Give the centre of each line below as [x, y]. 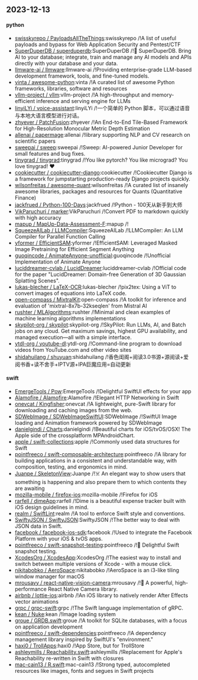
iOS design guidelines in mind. [51, 507]
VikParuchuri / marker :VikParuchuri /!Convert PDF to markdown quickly [102, 211]
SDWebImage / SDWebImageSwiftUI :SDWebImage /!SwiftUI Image [96, 416]
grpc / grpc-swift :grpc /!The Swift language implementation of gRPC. [99, 608]
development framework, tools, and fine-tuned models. [82, 76]
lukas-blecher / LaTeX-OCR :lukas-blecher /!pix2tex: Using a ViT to [95, 287]
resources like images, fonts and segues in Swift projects [84, 671]
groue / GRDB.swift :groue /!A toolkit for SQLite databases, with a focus [101, 620]
